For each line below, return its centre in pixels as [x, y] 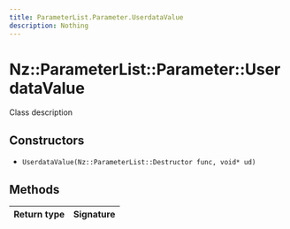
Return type [39, 215]
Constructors [47, 140]
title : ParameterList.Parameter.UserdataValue [96, 17]
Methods [34, 190]
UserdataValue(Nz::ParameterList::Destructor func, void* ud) [139, 163]
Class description [41, 112]
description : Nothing [49, 26]
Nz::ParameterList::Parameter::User [145, 69]
